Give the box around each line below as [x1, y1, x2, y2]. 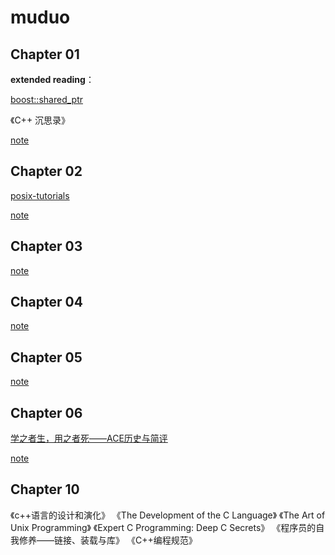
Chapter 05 [10, 349, 83, 366]
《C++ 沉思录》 [10, 114, 71, 126]
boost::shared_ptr [10, 94, 83, 105]
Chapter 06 [10, 404, 83, 421]
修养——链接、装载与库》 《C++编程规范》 [18, 534, 198, 546]
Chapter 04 [10, 294, 83, 311]
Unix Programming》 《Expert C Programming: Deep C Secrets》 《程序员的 [10, 521, 317, 533]
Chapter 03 [10, 238, 83, 255]
